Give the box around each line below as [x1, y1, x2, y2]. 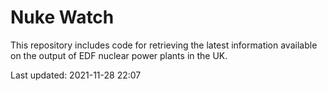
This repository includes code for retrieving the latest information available [10, 39, 318, 51]
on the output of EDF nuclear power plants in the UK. [10, 49, 228, 61]
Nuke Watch [10, 6, 115, 29]
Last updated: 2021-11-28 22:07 [10, 69, 142, 81]
